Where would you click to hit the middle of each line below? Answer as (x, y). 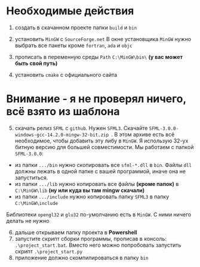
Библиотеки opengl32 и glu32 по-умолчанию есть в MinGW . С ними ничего (99, 214)
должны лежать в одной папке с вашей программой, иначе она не (100, 171)
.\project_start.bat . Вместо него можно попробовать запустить (98, 245)
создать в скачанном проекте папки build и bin (76, 27)
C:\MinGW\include (36, 203)
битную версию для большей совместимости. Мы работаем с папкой (104, 147)
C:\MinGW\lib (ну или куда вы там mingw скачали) (80, 190)
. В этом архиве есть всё (143, 134)
